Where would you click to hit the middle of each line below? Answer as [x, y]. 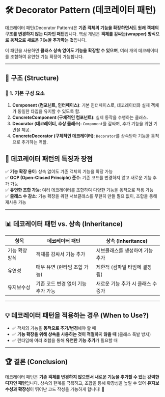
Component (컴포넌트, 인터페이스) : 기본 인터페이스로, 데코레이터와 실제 [81, 105]
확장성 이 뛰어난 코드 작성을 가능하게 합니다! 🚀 [61, 389]
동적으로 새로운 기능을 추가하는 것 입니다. [48, 40]
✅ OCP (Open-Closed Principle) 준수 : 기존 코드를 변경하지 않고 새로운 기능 [79, 178]
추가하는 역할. [35, 142]
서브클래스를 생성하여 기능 [124, 251]
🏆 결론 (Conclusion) [36, 362]
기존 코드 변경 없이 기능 [61, 284]
